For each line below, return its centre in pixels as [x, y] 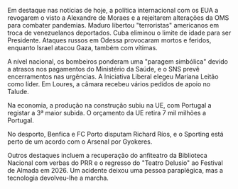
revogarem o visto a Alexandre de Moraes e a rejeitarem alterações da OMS [118, 18]
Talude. [18, 92]
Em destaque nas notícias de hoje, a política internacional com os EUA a [113, 10]
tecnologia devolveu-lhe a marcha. [58, 178]
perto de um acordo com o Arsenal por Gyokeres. [80, 142]
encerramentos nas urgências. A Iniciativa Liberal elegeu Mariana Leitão [113, 76]
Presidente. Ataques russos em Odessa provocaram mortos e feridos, [109, 40]
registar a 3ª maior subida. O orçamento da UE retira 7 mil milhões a [107, 113]
